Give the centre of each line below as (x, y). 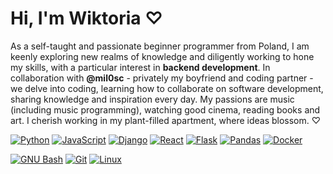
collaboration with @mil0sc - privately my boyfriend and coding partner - (162, 78)
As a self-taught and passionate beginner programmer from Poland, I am (160, 46)
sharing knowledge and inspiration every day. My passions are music (152, 99)
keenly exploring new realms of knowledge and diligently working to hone (162, 56)
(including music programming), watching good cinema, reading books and (165, 109)
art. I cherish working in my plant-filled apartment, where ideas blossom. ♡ (166, 120)
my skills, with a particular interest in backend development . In (140, 67)
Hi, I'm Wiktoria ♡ (86, 18)
